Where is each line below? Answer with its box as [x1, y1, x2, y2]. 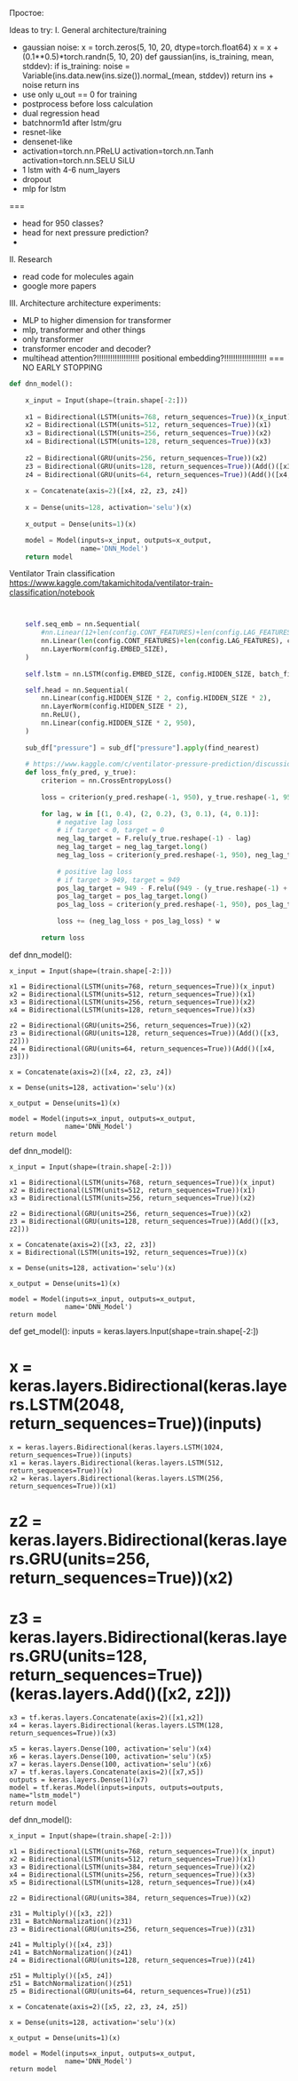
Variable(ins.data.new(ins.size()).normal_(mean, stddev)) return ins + [21, 70, 274, 81]
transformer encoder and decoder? [21, 344, 152, 353]
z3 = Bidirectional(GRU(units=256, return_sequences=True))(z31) [9, 1925, 255, 1934]
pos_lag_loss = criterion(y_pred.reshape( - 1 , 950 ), [56, 901, 252, 909]
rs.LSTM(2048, [9, 1394, 125, 1415]
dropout [21, 174, 51, 185]
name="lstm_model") [9, 1791, 82, 1799]
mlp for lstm [21, 184, 67, 194]
